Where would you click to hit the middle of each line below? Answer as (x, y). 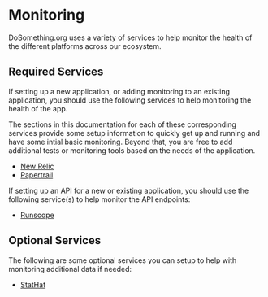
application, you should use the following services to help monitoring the (130, 100)
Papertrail (37, 175)
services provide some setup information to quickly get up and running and (134, 133)
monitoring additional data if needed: (70, 269)
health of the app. (38, 108)
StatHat (33, 284)
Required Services (56, 72)
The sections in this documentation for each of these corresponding (123, 124)
